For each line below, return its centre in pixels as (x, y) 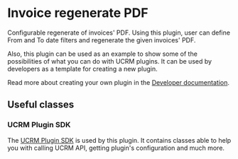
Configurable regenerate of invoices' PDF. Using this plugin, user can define (119, 33)
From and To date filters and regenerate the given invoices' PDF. (102, 40)
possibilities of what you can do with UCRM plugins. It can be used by (109, 61)
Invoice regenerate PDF (78, 13)
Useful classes (41, 105)
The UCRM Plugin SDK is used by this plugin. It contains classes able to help (119, 140)
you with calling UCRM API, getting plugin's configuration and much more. (116, 148)
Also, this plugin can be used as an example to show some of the (102, 54)
